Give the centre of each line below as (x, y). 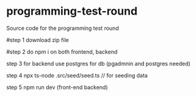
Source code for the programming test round (63, 28)
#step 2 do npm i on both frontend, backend (62, 52)
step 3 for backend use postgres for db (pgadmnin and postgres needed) (98, 63)
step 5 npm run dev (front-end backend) (57, 87)
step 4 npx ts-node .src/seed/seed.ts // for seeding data (77, 75)
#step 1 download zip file (38, 40)
